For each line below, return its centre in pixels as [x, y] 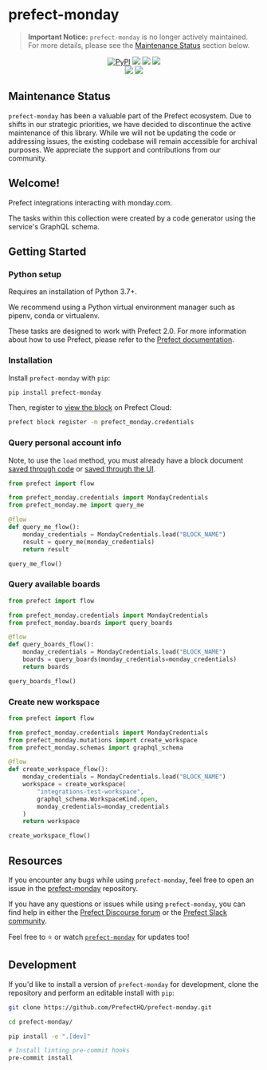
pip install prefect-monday [55, 392]
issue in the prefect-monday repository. [73, 888]
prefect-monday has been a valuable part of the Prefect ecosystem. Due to [130, 115]
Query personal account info [65, 443]
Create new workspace [54, 702]
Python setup [35, 274]
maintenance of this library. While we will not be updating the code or [122, 133]
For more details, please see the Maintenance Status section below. [139, 45]
